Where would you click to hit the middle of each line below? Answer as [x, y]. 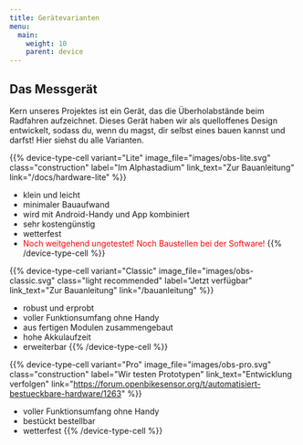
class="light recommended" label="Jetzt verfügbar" [155, 281]
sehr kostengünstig [59, 224]
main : [28, 35]
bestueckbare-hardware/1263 [65, 393]
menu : [20, 26]
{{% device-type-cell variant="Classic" [83, 270]
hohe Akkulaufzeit [57, 337]
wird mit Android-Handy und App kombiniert [106, 214]
